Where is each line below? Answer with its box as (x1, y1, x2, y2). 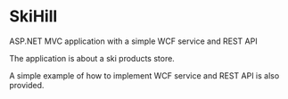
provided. (9, 79, 45, 90)
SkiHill (9, 6, 58, 27)
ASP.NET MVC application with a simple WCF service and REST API (9, 36, 258, 46)
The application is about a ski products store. (9, 53, 176, 63)
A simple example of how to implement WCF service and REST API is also (9, 70, 280, 81)
